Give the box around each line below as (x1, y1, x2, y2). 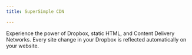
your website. (6, 42, 39, 49)
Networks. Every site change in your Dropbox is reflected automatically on (6, 36, 187, 43)
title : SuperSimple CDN (6, 8, 65, 15)
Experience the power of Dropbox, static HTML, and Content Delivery (6, 30, 175, 37)
